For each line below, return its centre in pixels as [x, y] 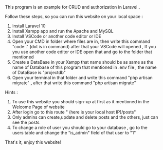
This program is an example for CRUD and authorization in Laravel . [72, 7]
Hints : [11, 92]
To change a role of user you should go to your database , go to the [80, 128]
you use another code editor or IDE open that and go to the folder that [82, 52]
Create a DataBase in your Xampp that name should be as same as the [83, 62]
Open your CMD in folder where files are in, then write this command [81, 41]
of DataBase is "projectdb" [39, 72]
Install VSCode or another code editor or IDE [56, 36]
